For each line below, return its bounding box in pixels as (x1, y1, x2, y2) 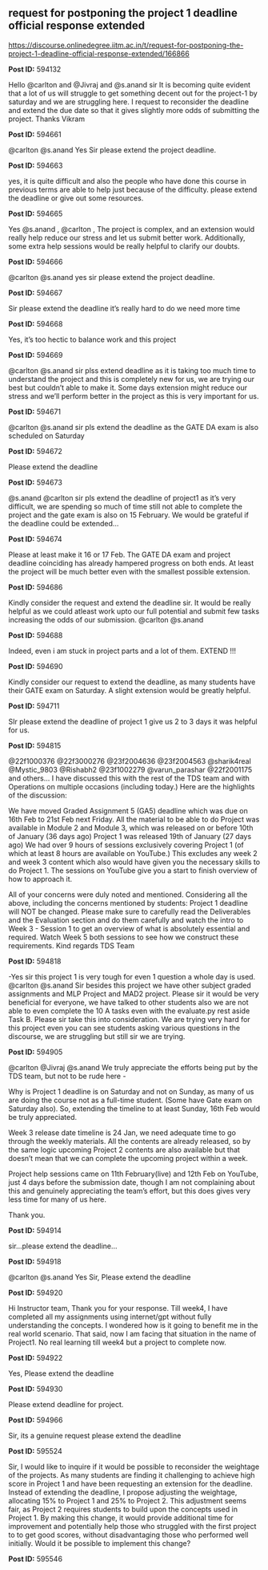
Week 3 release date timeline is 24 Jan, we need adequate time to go (8, 1127, 236, 1138)
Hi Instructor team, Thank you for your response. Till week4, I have (8, 1303, 228, 1312)
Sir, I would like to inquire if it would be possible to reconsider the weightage (8, 1462, 260, 1471)
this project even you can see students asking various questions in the (8, 1023, 241, 1032)
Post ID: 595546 (8, 1554, 62, 1564)
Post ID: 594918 (8, 1256, 62, 1266)
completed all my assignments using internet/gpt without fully (8, 1312, 212, 1321)
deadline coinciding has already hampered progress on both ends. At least (8, 558, 254, 568)
